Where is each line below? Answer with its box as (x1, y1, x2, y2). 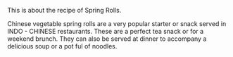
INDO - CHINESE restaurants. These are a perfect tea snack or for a (7, 27, 204, 35)
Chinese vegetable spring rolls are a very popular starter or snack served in (7, 20, 227, 27)
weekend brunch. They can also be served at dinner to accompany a (7, 34, 207, 43)
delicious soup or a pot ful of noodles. (7, 42, 118, 50)
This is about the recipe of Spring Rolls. (7, 6, 122, 14)
